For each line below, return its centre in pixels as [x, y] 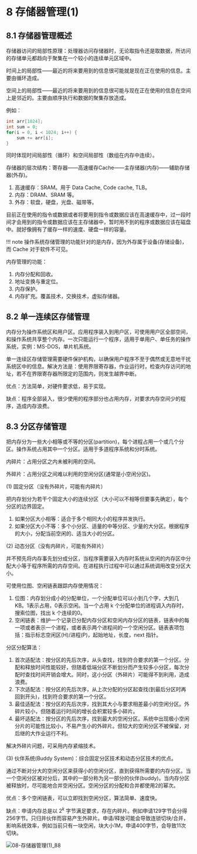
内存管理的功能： [27, 262]
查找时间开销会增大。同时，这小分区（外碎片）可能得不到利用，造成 [107, 674]
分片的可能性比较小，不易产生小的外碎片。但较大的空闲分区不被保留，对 [102, 726]
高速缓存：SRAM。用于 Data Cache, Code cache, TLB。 [82, 187]
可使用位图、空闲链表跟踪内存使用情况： [55, 586]
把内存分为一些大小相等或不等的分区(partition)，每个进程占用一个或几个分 [95, 442]
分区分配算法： [24, 647]
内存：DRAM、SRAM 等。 [46, 195]
